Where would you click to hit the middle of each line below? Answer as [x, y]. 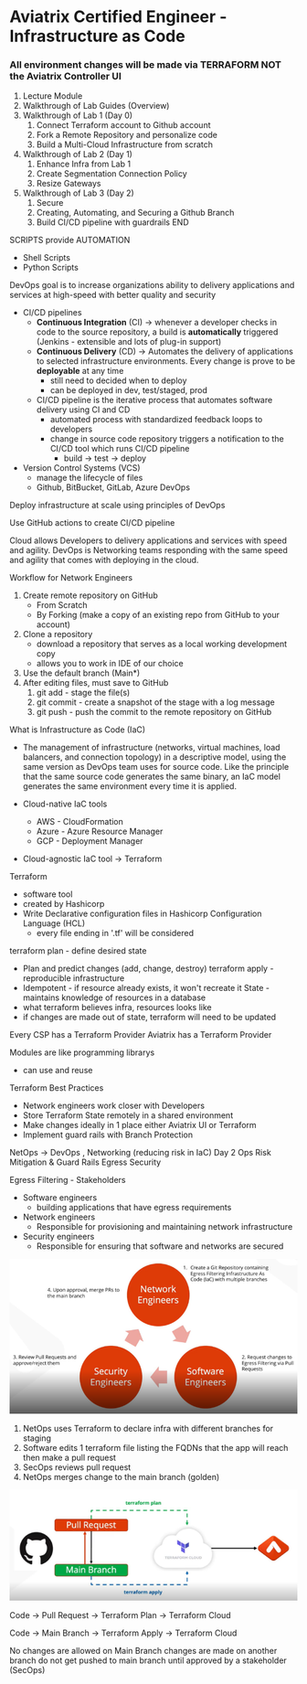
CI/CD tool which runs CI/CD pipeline [120, 449]
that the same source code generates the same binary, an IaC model [152, 777]
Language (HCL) [54, 923]
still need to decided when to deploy [118, 380]
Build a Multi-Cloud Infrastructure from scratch [124, 144]
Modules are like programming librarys [82, 1052]
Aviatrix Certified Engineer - [118, 17]
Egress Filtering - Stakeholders [68, 1180]
